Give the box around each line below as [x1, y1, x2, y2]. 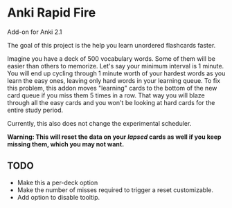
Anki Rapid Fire [7, 5, 96, 21]
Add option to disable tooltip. [17, 193, 100, 201]
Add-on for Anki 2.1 [7, 28, 62, 36]
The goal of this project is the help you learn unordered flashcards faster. [7, 41, 216, 49]
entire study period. [7, 106, 64, 114]
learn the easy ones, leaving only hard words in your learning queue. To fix [7, 76, 220, 84]
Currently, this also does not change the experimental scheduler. [7, 119, 192, 127]
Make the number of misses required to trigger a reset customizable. [17, 185, 213, 194]
